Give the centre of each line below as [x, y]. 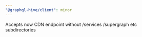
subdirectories [21, 30]
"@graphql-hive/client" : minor [39, 10]
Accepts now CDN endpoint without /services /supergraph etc [71, 24]
